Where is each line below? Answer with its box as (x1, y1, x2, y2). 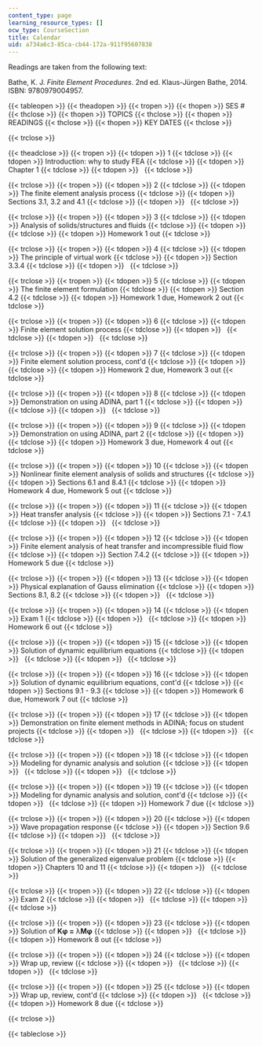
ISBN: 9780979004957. (8, 86, 84, 95)
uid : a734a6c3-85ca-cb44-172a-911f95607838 (8, 41, 153, 49)
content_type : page (8, 11, 72, 20)
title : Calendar (8, 33, 61, 42)
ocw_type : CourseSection (8, 26, 89, 34)
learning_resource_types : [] (8, 19, 104, 27)
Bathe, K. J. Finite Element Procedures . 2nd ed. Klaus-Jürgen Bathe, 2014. (8, 78, 248, 87)
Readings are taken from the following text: (8, 62, 147, 72)
